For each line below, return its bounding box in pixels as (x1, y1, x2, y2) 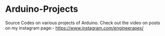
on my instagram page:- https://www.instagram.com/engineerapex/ (5, 25, 144, 31)
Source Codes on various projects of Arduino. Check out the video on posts (5, 20, 161, 26)
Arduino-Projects (5, 3, 79, 15)
